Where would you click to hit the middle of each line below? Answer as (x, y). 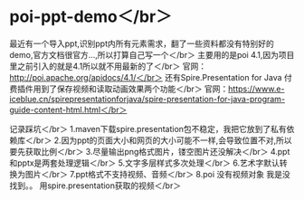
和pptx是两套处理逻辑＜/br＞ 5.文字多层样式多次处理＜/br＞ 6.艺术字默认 (145, 163)
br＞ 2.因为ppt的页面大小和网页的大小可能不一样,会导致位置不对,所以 (164, 140)
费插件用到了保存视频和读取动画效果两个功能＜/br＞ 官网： (119, 89)
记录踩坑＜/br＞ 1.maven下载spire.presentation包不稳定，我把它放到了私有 (148, 129)
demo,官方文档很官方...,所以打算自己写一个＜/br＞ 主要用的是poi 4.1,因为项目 (152, 54)
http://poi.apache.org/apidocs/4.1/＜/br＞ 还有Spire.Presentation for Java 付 (151, 77)
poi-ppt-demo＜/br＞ (90, 17)
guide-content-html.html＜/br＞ (68, 110)
